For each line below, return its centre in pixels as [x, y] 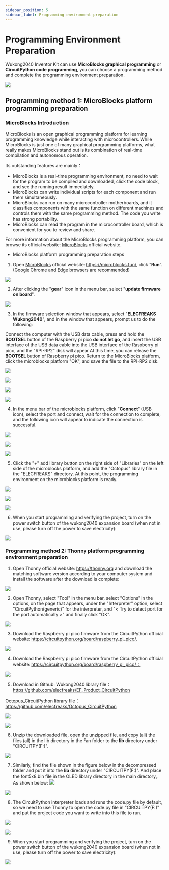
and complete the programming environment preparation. [65, 75]
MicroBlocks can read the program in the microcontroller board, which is [88, 224]
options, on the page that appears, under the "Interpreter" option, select [88, 604]
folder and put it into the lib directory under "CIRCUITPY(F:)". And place [87, 771]
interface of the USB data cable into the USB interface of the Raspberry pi [82, 345]
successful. [24, 425]
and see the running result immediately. [53, 187]
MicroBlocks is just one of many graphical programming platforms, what [80, 145]
